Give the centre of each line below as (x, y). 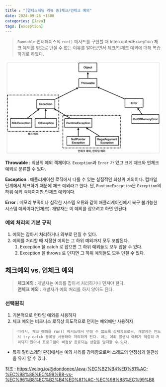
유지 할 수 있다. (32, 358)
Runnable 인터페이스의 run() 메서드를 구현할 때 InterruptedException (85, 42)
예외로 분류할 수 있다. (26, 169)
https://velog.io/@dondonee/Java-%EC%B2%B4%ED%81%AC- (83, 369)
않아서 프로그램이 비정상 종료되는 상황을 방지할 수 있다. (80, 342)
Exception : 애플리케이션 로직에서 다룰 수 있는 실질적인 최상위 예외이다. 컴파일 (81, 179)
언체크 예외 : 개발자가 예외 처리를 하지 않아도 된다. (66, 289)
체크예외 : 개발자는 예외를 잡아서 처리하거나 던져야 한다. (71, 283)
